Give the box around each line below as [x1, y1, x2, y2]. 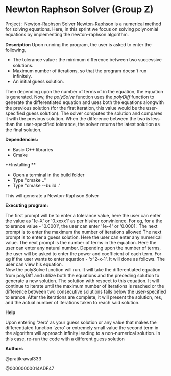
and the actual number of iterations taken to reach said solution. [5, 299, 140, 305]
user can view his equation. [5, 261, 63, 267]
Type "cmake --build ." [12, 182, 61, 189]
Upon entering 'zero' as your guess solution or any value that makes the [5, 319, 157, 325]
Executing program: [5, 202, 48, 208]
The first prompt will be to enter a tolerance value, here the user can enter [5, 212, 161, 218]
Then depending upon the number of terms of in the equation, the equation [5, 88, 163, 94]
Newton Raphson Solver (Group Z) [5, 4, 154, 15]
